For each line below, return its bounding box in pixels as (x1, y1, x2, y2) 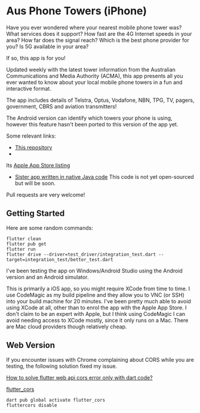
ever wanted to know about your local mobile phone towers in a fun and (6, 79, 183, 86)
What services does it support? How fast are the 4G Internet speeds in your (6, 30, 192, 37)
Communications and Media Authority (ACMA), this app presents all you (6, 72, 183, 79)
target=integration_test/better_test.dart (6, 256, 113, 263)
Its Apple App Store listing (6, 162, 70, 169)
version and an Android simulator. (6, 273, 89, 281)
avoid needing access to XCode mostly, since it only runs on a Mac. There (6, 316, 189, 324)
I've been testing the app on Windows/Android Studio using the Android (6, 267, 183, 274)
